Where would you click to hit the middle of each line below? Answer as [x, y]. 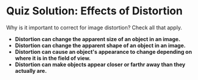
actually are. [31, 70]
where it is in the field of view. [53, 58]
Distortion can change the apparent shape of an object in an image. [100, 45]
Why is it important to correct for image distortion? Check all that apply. [94, 27]
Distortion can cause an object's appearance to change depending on [103, 51]
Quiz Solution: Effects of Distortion [95, 11]
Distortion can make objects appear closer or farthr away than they [100, 64]
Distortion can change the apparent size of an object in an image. [98, 39]
